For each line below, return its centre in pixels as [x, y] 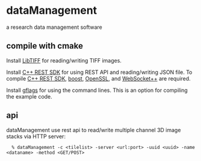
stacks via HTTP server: [36, 136]
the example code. [29, 96]
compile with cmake [45, 46]
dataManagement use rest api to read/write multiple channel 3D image [94, 130]
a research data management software [54, 27]
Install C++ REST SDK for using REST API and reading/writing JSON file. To [99, 72]
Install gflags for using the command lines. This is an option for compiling [97, 90]
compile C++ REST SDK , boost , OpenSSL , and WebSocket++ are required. [98, 78]
